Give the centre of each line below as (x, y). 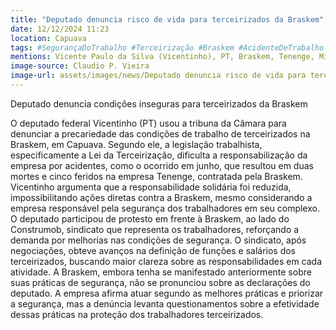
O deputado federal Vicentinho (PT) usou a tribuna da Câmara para (148, 123)
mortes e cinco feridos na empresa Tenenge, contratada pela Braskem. (156, 176)
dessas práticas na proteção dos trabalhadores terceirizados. (137, 314)
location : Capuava (48, 38)
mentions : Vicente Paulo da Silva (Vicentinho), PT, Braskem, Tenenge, (162, 57)
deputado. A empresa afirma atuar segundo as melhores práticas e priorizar (167, 293)
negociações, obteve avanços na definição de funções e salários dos (153, 250)
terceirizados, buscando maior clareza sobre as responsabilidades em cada (166, 261)
